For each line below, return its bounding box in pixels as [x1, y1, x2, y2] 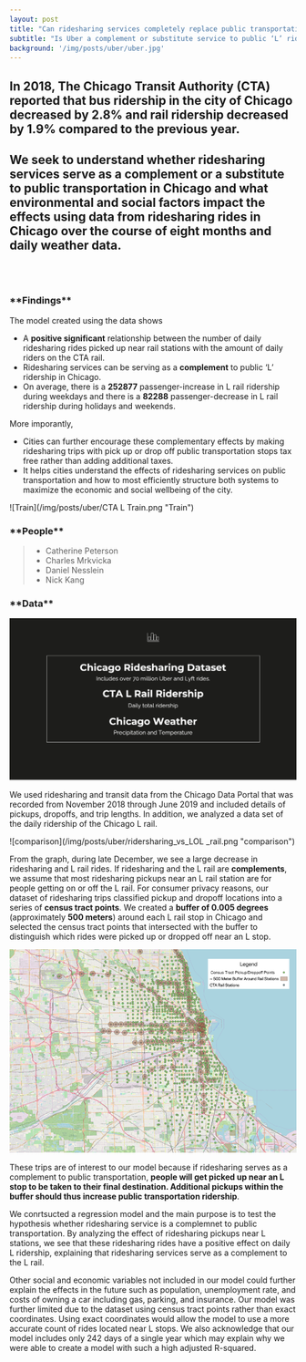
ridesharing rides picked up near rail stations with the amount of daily [22, 342, 284, 353]
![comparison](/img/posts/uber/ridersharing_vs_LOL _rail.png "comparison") [9, 836, 296, 847]
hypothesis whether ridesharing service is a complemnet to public [9, 1218, 258, 1229]
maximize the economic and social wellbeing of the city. [22, 484, 234, 495]
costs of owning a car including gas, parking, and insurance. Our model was [9, 1294, 296, 1305]
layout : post [9, 15, 59, 24]
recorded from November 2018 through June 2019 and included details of [9, 799, 286, 810]
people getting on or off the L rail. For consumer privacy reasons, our [9, 882, 269, 893]
